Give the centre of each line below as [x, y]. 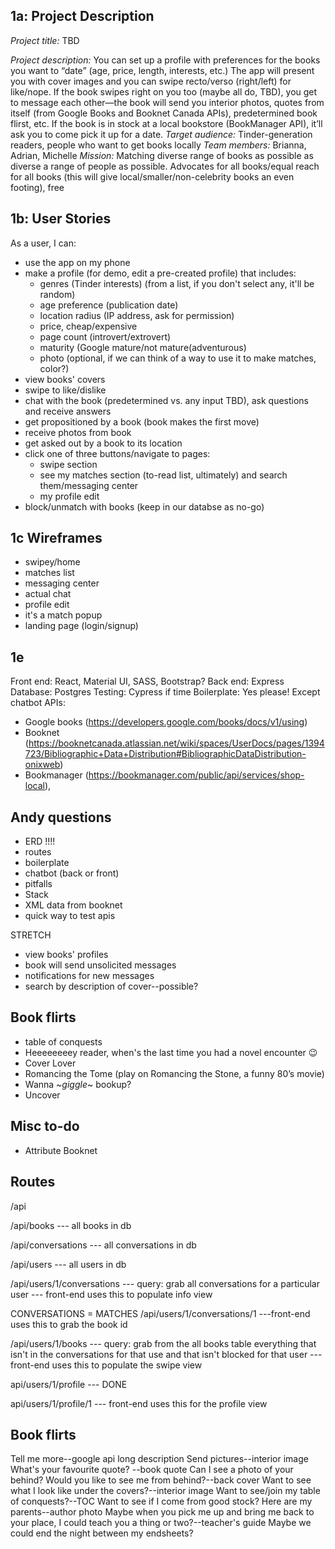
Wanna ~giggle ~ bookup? [78, 1084]
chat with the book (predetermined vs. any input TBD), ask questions [167, 400]
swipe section [68, 464]
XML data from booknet [73, 905]
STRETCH [31, 935]
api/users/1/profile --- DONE [69, 1384]
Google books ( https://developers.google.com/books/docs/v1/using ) [166, 722]
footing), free [37, 187]
